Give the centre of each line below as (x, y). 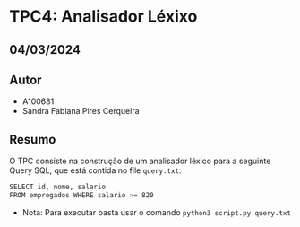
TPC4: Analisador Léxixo (103, 17)
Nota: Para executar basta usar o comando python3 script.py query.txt (156, 212)
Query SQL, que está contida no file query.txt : (95, 170)
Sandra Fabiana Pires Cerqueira (81, 111)
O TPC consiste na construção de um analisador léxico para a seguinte (140, 161)
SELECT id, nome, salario (57, 187)
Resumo (33, 140)
